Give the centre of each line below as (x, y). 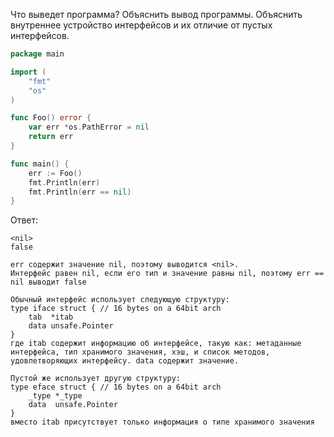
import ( (28, 72)
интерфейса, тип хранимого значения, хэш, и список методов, (140, 352)
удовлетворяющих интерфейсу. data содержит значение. (125, 361)
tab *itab (51, 317)
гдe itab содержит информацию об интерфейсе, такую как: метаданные (156, 344)
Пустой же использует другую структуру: (96, 379)
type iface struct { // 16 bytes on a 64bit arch (116, 309)
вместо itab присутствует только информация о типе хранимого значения (162, 422)
